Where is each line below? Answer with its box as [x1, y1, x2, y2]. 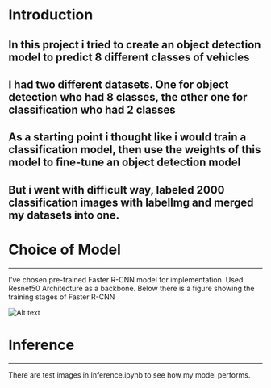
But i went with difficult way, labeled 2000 [8, 183, 225, 197]
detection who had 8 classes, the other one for [8, 90, 248, 104]
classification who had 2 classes [8, 102, 176, 116]
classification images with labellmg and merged [8, 195, 254, 209]
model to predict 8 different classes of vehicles [8, 50, 250, 64]
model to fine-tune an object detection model [8, 156, 241, 169]
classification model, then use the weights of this [8, 143, 261, 156]
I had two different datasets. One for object [8, 77, 229, 91]
